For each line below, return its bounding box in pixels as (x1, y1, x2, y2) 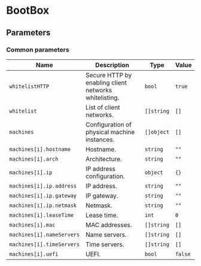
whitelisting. (86, 93, 120, 102)
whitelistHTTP (9, 83, 50, 90)
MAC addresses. (86, 220, 132, 229)
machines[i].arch (9, 155, 59, 162)
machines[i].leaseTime (9, 211, 74, 219)
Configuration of (86, 120, 132, 129)
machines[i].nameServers (9, 231, 80, 238)
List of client (86, 103, 120, 111)
